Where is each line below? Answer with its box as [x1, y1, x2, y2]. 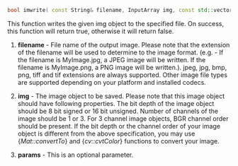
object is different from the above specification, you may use [17, 129, 195, 138]
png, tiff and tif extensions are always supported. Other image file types [17, 71, 228, 79]
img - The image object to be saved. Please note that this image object [17, 92, 225, 100]
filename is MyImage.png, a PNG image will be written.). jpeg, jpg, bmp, [17, 63, 227, 71]
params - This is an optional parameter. [17, 150, 134, 159]
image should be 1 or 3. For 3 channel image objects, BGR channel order [17, 114, 229, 123]
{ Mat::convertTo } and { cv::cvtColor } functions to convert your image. [17, 136, 220, 145]
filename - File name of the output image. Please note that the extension [17, 40, 230, 49]
